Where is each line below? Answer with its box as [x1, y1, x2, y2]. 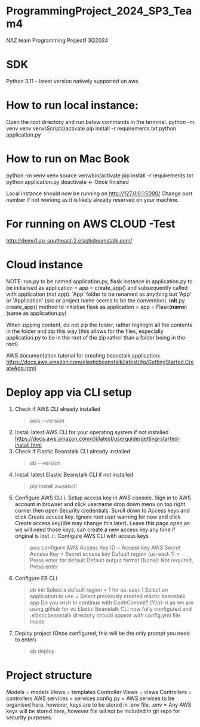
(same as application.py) [6, 310, 67, 317]
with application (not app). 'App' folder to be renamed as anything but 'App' [6, 290, 192, 298]
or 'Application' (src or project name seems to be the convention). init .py [6, 296, 185, 304]
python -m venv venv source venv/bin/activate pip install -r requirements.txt [6, 172, 193, 179]
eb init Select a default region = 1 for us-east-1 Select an [29, 586, 168, 593]
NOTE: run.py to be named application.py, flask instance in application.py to [6, 277, 193, 285]
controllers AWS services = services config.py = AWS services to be [6, 695, 175, 702]
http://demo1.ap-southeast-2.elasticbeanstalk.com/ [6, 237, 133, 244]
